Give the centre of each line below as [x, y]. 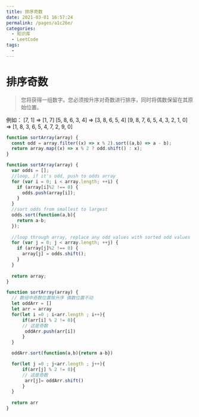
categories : [21, 28]
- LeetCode [25, 39]
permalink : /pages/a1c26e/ [40, 23]
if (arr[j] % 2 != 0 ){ [49, 369]
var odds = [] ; [30, 171]
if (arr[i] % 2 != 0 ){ [49, 320]
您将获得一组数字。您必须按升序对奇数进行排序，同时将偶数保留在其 [104, 100]
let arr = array [32, 309]
